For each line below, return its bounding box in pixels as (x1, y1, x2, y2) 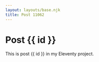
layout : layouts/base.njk (5, 7, 60, 13)
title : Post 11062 (5, 12, 44, 17)
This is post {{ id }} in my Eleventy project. (5, 51, 94, 57)
